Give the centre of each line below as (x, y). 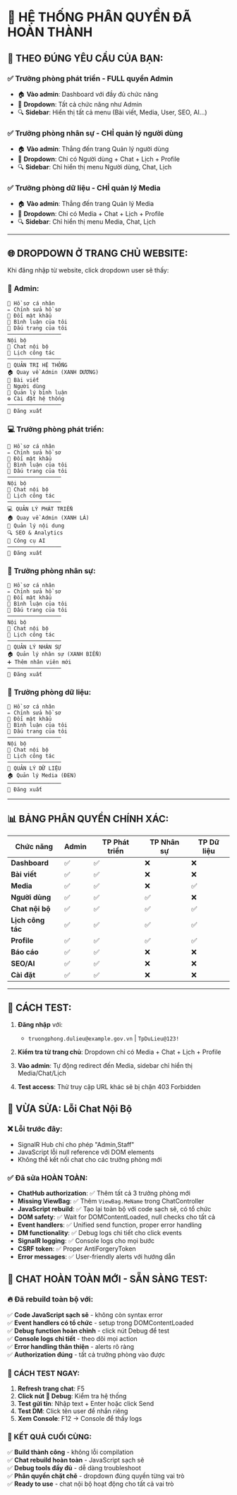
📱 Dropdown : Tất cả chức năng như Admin (80, 104)
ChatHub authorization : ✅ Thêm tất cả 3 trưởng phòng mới (104, 1193)
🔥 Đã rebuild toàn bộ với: (50, 1299)
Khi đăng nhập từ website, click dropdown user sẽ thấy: (88, 270)
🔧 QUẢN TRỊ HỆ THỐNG (38, 365)
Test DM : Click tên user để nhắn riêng (73, 1411)
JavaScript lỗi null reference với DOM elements (86, 1152)
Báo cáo (25, 952)
